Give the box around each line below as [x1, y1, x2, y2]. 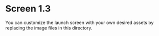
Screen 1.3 [5, 3, 51, 14]
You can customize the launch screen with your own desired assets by [5, 19, 154, 25]
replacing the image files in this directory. [5, 24, 93, 30]
